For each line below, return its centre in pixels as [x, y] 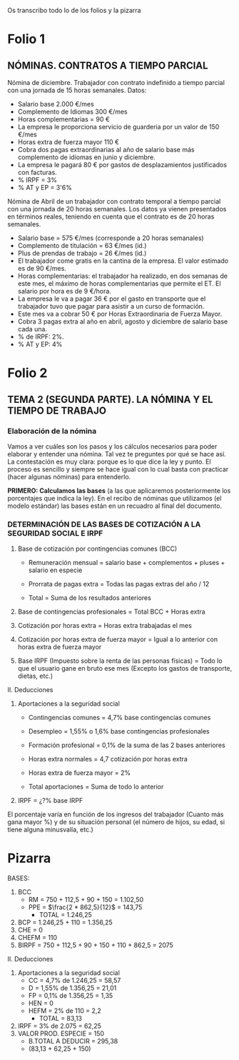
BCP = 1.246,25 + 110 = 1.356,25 [65, 922]
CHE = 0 [30, 930]
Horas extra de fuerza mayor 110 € [68, 142]
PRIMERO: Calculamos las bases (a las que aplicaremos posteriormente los [119, 490]
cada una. [32, 329]
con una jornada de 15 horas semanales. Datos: [77, 90]
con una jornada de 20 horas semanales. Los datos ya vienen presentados [117, 209]
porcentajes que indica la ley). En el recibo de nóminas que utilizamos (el [115, 498]
